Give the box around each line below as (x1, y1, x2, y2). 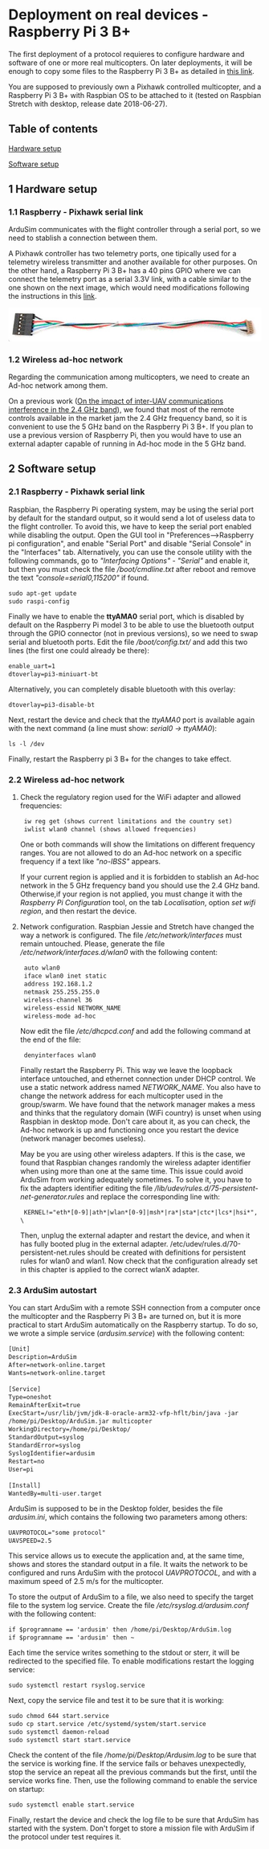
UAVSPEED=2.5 (8, 1537, 52, 1545)
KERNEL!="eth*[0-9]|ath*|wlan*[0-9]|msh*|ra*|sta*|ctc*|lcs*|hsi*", (23, 1208, 259, 1216)
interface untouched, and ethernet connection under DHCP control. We (19, 1074, 256, 1084)
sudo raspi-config (8, 597, 70, 606)
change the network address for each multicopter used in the (19, 1091, 223, 1100)
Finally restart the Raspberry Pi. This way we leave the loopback (19, 1065, 233, 1075)
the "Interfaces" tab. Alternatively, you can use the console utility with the (8, 547, 252, 557)
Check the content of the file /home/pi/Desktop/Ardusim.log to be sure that (8, 1750, 257, 1760)
